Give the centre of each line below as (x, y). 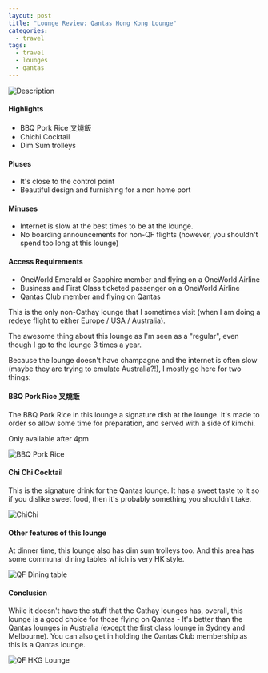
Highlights (26, 109)
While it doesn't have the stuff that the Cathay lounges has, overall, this (126, 611)
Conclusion (28, 593)
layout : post (30, 16)
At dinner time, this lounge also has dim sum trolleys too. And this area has (131, 550)
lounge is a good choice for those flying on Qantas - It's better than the (126, 619)
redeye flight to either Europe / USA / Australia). (87, 320)
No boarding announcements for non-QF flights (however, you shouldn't (139, 235)
